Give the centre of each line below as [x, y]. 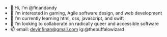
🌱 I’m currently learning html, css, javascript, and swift [67, 18]
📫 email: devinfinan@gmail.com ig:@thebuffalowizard [67, 29]
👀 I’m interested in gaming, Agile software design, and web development [86, 13]
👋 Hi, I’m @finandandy [33, 8]
